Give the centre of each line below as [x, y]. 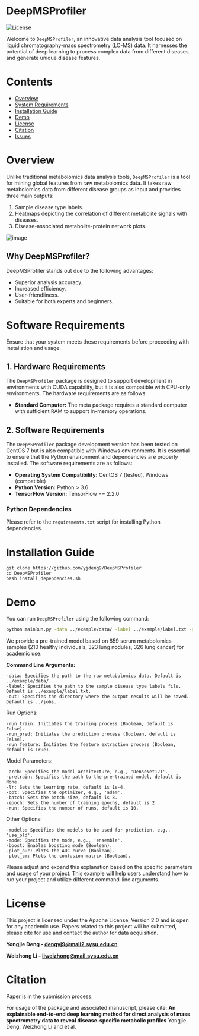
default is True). [29, 750]
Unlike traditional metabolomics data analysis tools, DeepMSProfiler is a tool [98, 177]
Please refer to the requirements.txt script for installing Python [84, 522]
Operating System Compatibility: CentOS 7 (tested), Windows [92, 475]
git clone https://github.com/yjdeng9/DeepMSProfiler [74, 568]
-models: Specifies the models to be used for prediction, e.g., [88, 830]
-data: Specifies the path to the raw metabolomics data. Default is [94, 676]
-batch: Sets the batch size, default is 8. [62, 798]
